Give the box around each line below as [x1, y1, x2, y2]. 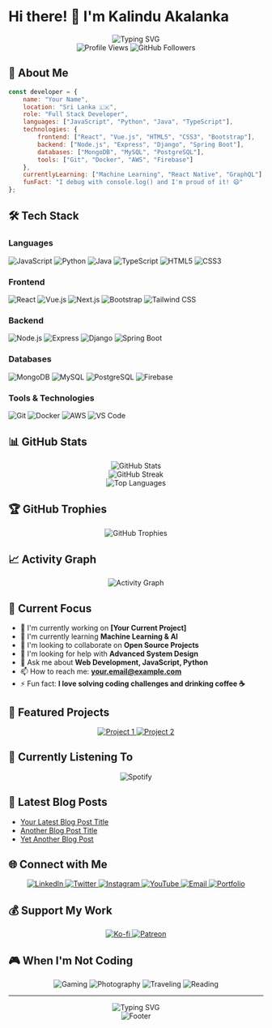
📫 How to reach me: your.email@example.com [19, 666, 182, 676]
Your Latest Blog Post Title [19, 816, 109, 826]
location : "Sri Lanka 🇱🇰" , [23, 103, 117, 111]
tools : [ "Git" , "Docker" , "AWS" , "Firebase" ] [37, 156, 194, 164]
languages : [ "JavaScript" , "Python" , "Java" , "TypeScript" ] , [23, 118, 233, 126]
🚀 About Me [8, 66, 69, 80]
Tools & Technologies [8, 392, 95, 404]
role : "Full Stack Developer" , [23, 110, 129, 118]
